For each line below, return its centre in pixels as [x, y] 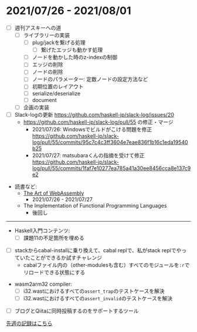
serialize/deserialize [56, 93]
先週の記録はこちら [29, 323]
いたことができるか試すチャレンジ [61, 258]
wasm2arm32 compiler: [43, 284]
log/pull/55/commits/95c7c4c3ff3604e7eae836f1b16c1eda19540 [110, 142]
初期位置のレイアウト [58, 87]
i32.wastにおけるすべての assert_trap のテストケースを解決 [94, 291]
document [44, 100]
